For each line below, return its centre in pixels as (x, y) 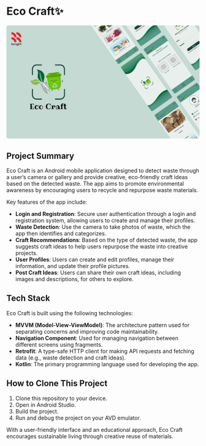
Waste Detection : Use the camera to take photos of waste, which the (103, 227)
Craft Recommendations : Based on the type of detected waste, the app (106, 240)
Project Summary (40, 156)
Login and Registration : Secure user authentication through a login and (105, 214)
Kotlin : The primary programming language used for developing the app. (107, 364)
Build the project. (37, 411)
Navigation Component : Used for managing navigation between (97, 338)
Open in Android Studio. (46, 405)
